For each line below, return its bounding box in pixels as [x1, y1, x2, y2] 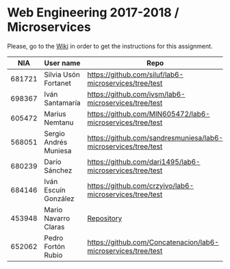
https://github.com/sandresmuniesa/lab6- [87, 133, 224, 142]
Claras [44, 222, 65, 231]
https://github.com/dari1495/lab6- [87, 157, 201, 166]
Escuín [44, 185, 66, 194]
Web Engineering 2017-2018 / [7, 5, 179, 21]
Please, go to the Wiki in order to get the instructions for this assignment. [7, 42, 214, 50]
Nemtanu [44, 118, 74, 127]
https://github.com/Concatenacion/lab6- [87, 238, 219, 247]
